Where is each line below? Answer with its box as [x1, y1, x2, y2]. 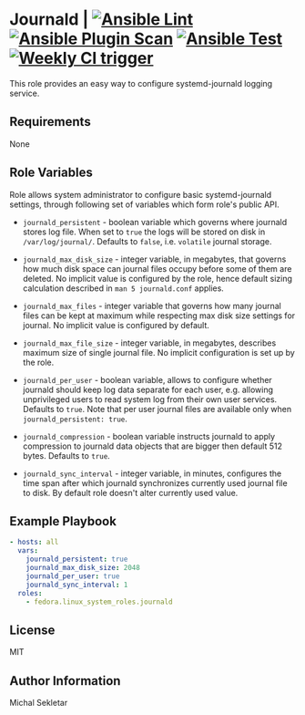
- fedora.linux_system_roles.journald [25, 597, 173, 606]
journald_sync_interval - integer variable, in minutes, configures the [22, 468, 282, 479]
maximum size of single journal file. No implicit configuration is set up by [22, 347, 296, 357]
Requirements [9, 114, 91, 130]
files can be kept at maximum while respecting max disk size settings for [22, 310, 296, 321]
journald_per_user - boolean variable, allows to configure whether [22, 374, 273, 385]
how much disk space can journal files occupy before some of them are [22, 263, 292, 274]
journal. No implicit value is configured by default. [22, 319, 209, 330]
